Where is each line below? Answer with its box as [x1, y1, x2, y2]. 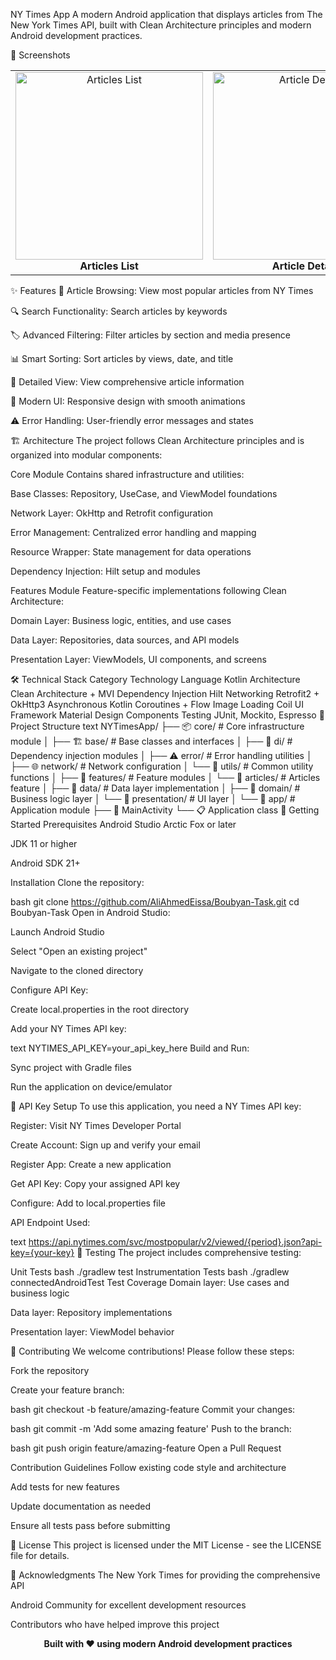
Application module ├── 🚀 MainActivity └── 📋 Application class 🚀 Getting [10, 804, 320, 816]
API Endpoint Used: [10, 1217, 91, 1228]
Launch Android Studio [10, 926, 105, 938]
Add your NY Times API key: [10, 1023, 127, 1034]
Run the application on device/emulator [10, 1081, 173, 1093]
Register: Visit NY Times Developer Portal [10, 1120, 182, 1131]
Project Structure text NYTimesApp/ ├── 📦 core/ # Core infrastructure [10, 720, 305, 732]
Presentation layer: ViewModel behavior [10, 1326, 175, 1338]
